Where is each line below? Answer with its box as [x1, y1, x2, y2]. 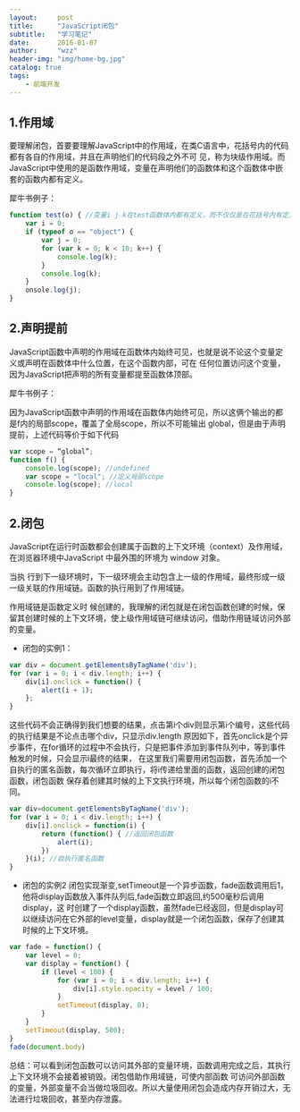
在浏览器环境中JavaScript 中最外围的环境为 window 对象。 [9, 552, 225, 563]
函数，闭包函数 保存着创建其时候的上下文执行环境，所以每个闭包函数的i [9, 776, 272, 786]
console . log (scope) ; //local [25, 480, 134, 489]
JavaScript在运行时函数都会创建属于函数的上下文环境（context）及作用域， [9, 540, 287, 551]
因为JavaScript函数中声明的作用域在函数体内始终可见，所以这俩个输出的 [9, 406, 276, 417]
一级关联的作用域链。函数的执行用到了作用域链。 [9, 582, 189, 593]
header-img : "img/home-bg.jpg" [9, 55, 126, 64]
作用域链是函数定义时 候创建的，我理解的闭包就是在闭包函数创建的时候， [9, 601, 278, 612]
